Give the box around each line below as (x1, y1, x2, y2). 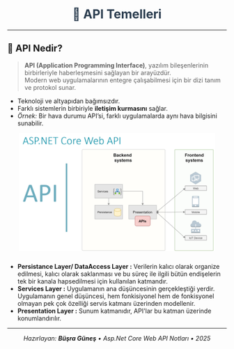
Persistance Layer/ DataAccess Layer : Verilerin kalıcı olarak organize (17, 263, 220, 271)
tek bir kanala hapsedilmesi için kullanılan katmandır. (17, 277, 169, 286)
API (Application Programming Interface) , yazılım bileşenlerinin (24, 61, 209, 69)
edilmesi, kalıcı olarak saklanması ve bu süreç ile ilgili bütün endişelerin (17, 270, 221, 278)
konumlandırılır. (17, 314, 61, 323)
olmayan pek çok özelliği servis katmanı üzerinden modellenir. (17, 300, 196, 308)
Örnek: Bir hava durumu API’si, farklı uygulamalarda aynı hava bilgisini (17, 111, 217, 120)
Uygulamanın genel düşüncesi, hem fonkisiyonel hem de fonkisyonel (17, 292, 214, 300)
